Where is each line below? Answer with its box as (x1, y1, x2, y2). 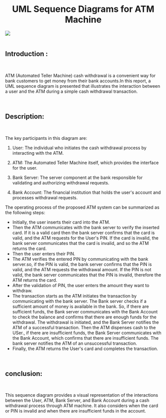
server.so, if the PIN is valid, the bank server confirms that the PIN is (12, 261, 152, 267)
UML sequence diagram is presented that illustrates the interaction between (5, 83, 160, 89)
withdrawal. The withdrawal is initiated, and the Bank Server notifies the (12, 319, 159, 325)
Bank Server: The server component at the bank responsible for (12, 175, 143, 180)
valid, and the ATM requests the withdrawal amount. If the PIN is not (12, 266, 152, 272)
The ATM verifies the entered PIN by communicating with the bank (12, 256, 149, 262)
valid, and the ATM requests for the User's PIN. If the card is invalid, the (12, 235, 159, 241)
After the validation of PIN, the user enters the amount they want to (12, 282, 150, 288)
